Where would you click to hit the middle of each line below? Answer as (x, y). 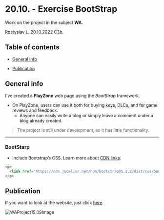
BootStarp (18, 147)
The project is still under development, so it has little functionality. (83, 130)
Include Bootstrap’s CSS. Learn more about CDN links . (67, 158)
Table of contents (32, 47)
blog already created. (41, 120)
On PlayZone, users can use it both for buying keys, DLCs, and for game (85, 105)
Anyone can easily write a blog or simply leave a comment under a (86, 115)
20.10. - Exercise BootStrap (61, 9)
